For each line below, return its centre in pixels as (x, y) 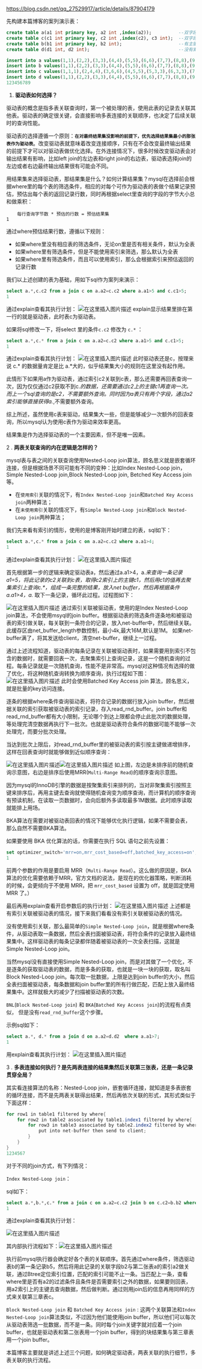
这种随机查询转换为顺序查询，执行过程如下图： (90, 674)
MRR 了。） (20, 893)
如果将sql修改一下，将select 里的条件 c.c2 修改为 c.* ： (75, 329)
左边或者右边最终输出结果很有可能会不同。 (59, 166)
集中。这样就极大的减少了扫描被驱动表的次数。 (69, 992)
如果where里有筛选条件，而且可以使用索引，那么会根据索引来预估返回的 (104, 259)
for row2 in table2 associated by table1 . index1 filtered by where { (105, 1120)
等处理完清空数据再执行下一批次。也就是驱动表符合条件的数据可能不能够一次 (101, 724)
